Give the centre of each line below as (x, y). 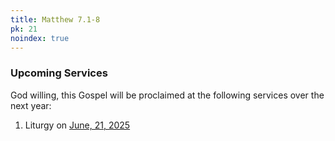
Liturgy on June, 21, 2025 (77, 125)
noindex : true (40, 38)
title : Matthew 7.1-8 (55, 19)
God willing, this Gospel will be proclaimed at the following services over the (167, 95)
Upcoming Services (59, 73)
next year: (31, 105)
